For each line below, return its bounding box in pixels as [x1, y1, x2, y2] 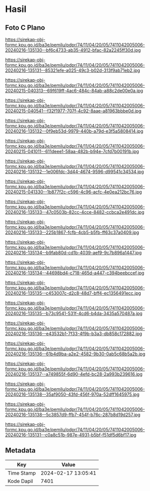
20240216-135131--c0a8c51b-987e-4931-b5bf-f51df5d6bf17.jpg [5, 432, 137, 438]
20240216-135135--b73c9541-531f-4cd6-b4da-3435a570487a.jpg [5, 311, 143, 316]
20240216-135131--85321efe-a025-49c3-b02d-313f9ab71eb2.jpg [5, 67, 141, 73]
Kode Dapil [7, 478, 33, 485]
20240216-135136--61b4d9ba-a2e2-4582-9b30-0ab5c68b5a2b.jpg [5, 351, 146, 357]
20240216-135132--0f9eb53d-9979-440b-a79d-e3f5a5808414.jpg [5, 128, 144, 134]
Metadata [5, 446, 36, 455]
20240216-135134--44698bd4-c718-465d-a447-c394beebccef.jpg [5, 270, 145, 276]
